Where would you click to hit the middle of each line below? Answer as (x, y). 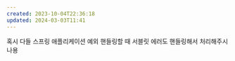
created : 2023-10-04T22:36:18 (51, 14)
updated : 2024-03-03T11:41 (46, 20)
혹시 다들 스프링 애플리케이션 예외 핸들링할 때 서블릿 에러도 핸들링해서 (102, 41)
